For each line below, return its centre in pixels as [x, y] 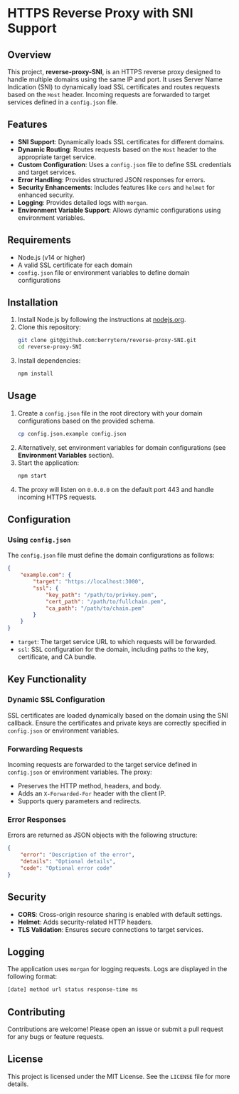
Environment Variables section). [66, 455]
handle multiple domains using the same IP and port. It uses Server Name [115, 79]
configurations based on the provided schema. [86, 421]
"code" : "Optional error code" [67, 868]
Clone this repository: [49, 327]
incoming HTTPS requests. [57, 497]
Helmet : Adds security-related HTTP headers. [85, 922]
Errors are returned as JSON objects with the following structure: [102, 835]
